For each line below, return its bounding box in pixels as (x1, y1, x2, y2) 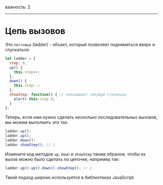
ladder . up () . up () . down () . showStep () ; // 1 (5, 166, 92, 170)
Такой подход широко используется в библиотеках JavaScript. (5, 174, 135, 180)
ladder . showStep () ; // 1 (5, 142, 55, 147)
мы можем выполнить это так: (5, 120, 69, 125)
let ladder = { (5, 56, 36, 61)
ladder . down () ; (5, 138, 36, 143)
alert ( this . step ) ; (14, 96, 55, 101)
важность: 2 (5, 4, 31, 10)
